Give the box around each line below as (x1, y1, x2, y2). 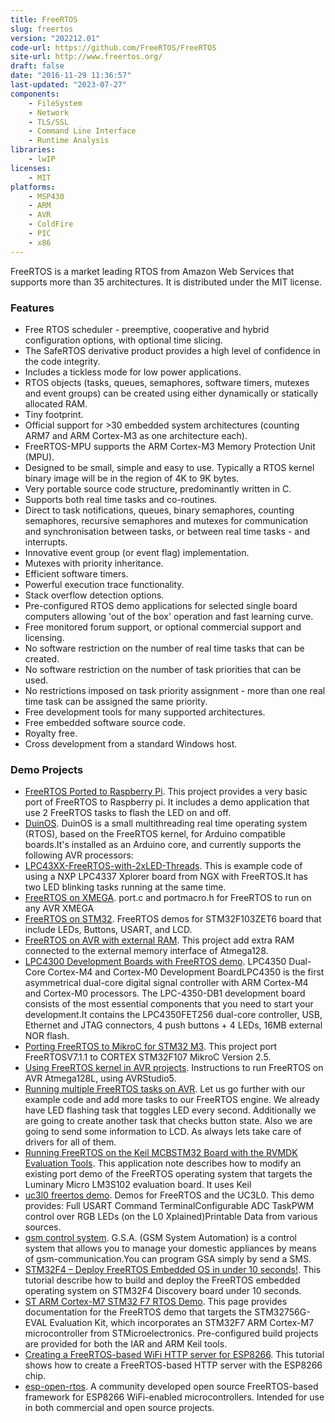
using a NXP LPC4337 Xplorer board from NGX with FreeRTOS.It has (24, 871, 308, 883)
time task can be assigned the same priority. (24, 695, 208, 707)
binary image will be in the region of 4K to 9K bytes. (24, 472, 240, 484)
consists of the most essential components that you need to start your (24, 998, 314, 1010)
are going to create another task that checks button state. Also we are (24, 1115, 313, 1127)
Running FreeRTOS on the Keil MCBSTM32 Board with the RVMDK (24, 1147, 298, 1159)
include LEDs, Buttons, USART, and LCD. (24, 924, 193, 936)
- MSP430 (28, 191, 65, 201)
